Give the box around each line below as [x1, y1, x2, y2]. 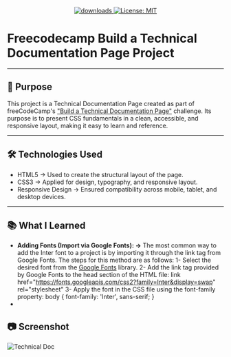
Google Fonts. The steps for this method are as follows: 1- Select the [16, 256, 212, 265]
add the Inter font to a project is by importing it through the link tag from [16, 249, 221, 257]
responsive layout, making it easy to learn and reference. [7, 121, 168, 130]
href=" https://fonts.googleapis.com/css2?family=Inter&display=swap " [16, 278, 216, 286]
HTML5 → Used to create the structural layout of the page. [16, 170, 184, 178]
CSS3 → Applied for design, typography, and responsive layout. [16, 178, 198, 186]
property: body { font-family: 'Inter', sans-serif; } [16, 293, 155, 301]
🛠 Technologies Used [7, 149, 103, 161]
